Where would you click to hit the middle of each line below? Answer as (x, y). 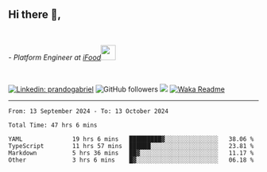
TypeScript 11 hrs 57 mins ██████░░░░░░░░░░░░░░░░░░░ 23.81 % (131, 146)
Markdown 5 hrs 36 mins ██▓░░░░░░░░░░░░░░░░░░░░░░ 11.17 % (131, 153)
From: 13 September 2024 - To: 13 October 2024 (89, 111)
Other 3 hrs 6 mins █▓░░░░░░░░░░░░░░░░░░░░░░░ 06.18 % (131, 160)
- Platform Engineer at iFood (55, 57)
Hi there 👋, (35, 15)
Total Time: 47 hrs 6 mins (53, 125)
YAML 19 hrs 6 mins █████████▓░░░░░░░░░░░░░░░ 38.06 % (131, 139)
